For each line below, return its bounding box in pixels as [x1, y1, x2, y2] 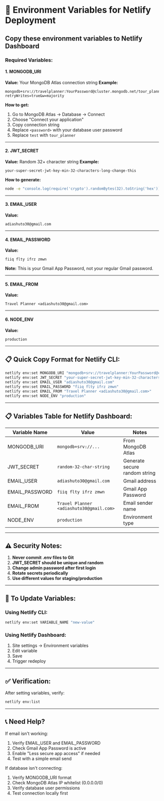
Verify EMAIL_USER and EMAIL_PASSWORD [12, 740, 101, 746]
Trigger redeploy [12, 658, 46, 664]
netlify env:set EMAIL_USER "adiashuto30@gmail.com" [5, 380, 115, 385]
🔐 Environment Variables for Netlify [5, 4, 151, 16]
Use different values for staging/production [12, 576, 102, 581]
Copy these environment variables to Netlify [5, 34, 143, 43]
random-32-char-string [57, 464, 110, 470]
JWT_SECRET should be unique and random [12, 560, 104, 566]
